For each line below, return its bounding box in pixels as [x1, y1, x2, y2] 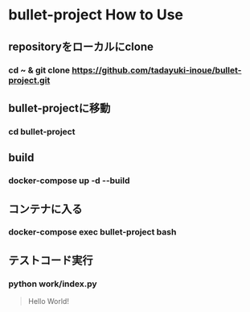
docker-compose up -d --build [8, 175, 130, 186]
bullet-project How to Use [8, 6, 183, 24]
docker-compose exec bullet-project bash [8, 227, 177, 238]
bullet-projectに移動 [8, 101, 111, 114]
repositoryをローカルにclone [8, 40, 154, 53]
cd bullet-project [8, 126, 76, 137]
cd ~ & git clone [8, 64, 71, 76]
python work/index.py [8, 278, 98, 289]
